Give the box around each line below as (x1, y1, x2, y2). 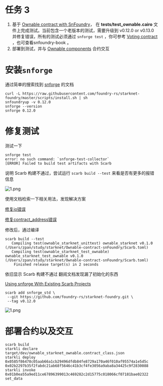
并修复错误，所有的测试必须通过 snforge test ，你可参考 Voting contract (12, 34, 158, 39)
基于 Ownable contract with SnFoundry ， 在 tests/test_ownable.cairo (12, 21, 153, 27)
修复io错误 (5, 206, 26, 212)
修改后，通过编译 (5, 227, 39, 233)
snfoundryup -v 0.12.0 (5, 100, 51, 104)
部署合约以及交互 (5, 326, 74, 336)
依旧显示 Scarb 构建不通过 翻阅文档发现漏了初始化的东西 (5, 271, 118, 277)
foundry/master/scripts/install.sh (5, 95, 77, 100)
